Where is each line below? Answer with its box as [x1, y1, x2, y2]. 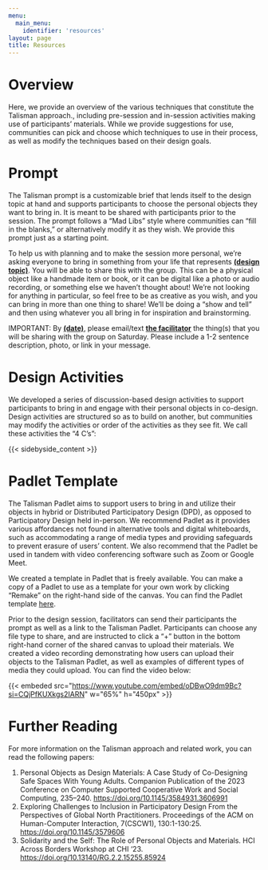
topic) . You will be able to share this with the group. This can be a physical [8, 265, 254, 275]
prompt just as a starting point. [8, 233, 109, 242]
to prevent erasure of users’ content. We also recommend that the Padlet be [8, 541, 258, 550]
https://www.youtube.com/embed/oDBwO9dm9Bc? [71, 681, 242, 690]
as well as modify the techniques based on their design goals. [8, 137, 211, 146]
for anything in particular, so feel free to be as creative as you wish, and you [8, 291, 258, 300]
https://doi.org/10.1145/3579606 [19, 827, 125, 836]
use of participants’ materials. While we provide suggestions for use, [8, 119, 234, 129]
